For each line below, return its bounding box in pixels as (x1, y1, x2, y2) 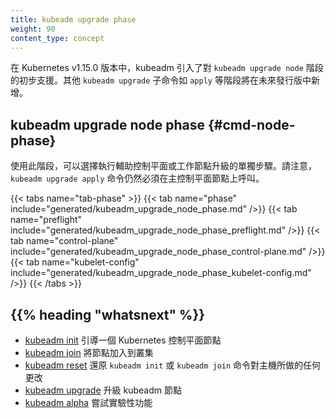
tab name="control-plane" (10, 235, 119, 247)
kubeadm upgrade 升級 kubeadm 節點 (24, 384, 182, 396)
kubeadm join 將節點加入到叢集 (24, 347, 154, 358)
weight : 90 (10, 24, 56, 34)
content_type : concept (10, 33, 105, 43)
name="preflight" (10, 214, 83, 226)
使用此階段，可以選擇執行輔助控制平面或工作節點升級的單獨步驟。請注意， (10, 160, 317, 172)
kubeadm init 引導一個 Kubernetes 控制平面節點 (24, 334, 222, 346)
